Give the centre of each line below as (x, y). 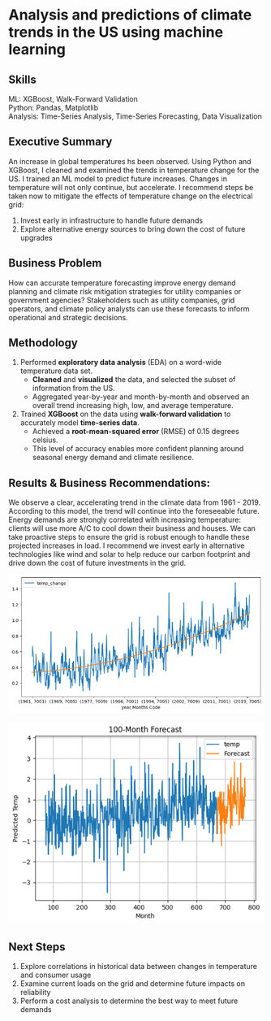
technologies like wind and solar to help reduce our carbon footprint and (129, 554)
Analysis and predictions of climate (130, 15)
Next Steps (37, 947)
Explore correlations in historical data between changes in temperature (139, 967)
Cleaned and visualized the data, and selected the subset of (134, 380)
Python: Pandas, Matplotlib (54, 108)
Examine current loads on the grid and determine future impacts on (133, 984)
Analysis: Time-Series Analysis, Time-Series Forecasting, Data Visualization (135, 116)
